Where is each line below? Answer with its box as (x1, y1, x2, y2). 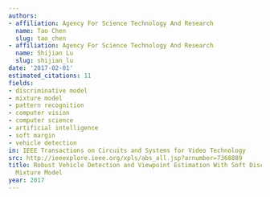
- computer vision (8, 109, 70, 117)
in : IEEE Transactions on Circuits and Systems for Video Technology (8, 146, 247, 154)
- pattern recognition (8, 101, 84, 109)
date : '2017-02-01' (8, 64, 74, 72)
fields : (8, 79, 35, 87)
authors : (8, 11, 38, 20)
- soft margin (8, 131, 56, 139)
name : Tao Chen (15, 27, 67, 35)
